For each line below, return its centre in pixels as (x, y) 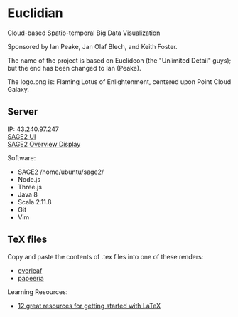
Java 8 (27, 194)
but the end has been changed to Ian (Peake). (74, 68)
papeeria (31, 278)
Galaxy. (18, 89)
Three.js (30, 187)
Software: (22, 157)
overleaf (30, 270)
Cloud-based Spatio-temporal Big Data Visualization (84, 33)
